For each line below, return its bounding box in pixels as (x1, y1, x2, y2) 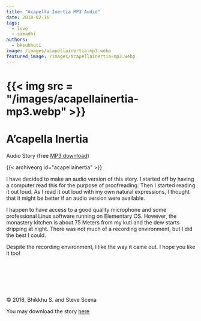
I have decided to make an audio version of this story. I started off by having (6, 175, 194, 182)
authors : (6, 37, 28, 43)
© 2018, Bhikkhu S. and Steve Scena (6, 296, 97, 303)
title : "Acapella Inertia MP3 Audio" (6, 8, 101, 15)
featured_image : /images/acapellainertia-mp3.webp (6, 53, 136, 59)
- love (11, 25, 28, 32)
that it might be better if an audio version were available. (6, 194, 146, 202)
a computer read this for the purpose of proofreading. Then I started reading (6, 181, 196, 189)
